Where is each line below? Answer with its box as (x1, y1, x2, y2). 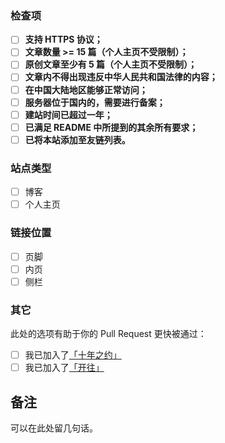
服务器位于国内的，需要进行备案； (24, 96, 166, 108)
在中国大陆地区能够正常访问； (24, 83, 148, 96)
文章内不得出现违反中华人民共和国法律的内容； (24, 71, 218, 83)
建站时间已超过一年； (24, 108, 113, 121)
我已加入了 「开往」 (24, 362, 105, 374)
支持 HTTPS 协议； (24, 33, 103, 46)
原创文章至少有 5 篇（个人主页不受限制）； (24, 58, 198, 71)
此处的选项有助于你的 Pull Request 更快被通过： (10, 328, 207, 340)
